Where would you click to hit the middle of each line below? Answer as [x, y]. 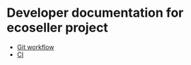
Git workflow [35, 47]
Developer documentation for [95, 13]
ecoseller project [58, 28]
